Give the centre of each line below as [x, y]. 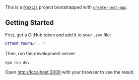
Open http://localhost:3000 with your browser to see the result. [70, 72]
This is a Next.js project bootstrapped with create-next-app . [67, 7]
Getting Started [30, 23]
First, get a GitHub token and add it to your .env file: [58, 35]
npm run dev [17, 62]
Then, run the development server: [41, 53]
